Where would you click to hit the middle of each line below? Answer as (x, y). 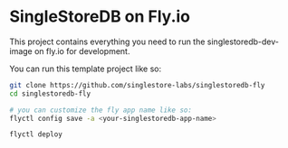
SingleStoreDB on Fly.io (100, 17)
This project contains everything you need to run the (107, 42)
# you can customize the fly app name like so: (101, 110)
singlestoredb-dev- (243, 42)
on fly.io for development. (82, 51)
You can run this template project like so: (85, 69)
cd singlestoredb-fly (50, 93)
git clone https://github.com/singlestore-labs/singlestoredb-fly (137, 85)
